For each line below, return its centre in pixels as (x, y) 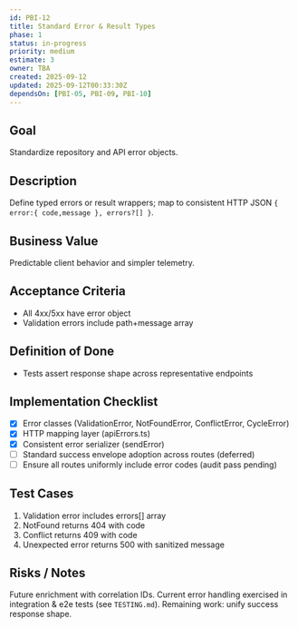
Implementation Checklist (84, 402)
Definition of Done (62, 352)
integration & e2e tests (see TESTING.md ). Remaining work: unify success (144, 604)
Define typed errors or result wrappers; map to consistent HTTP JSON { (144, 203)
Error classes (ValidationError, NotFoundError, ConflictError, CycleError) (156, 424)
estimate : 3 (32, 60)
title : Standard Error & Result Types (82, 26)
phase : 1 (26, 34)
